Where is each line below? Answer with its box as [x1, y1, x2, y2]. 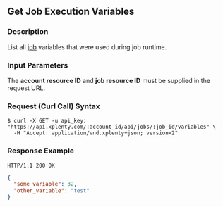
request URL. [7, 84, 46, 92]
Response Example [7, 146, 75, 156]
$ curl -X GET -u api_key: [7, 118, 87, 125]
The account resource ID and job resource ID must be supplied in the [7, 76, 210, 84]
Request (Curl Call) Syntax [7, 101, 100, 111]
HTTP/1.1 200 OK [7, 162, 55, 169]
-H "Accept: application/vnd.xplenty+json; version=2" [13, 130, 179, 137]
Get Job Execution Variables [7, 6, 135, 18]
